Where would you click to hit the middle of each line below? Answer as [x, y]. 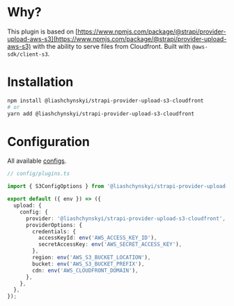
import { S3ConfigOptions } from [56, 187]
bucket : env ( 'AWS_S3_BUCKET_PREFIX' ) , [88, 264]
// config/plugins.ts [39, 174]
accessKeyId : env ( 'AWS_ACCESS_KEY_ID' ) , [97, 238]
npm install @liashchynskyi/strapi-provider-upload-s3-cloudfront [106, 101]
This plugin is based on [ [42, 31]
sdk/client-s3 [28, 54]
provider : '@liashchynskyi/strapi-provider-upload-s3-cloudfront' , [126, 218]
